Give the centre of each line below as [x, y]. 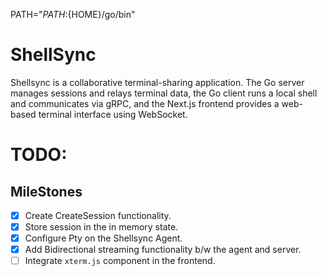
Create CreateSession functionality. [98, 215]
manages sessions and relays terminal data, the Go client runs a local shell [164, 93]
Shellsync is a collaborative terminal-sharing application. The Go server [157, 82]
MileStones [46, 191]
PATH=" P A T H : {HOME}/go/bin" [73, 14]
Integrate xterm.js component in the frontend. [120, 261]
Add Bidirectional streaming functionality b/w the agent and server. [163, 250]
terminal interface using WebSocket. [113, 114]
